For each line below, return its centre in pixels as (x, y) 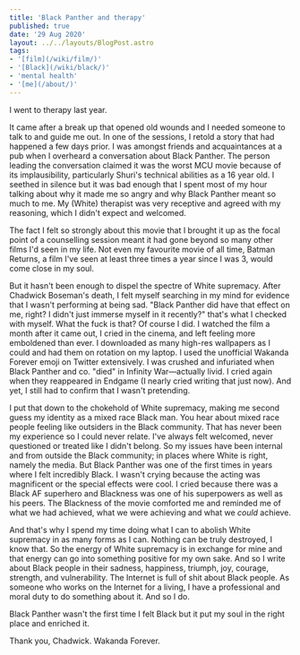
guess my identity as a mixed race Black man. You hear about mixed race (145, 417)
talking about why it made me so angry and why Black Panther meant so (142, 194)
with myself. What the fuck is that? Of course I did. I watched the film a (140, 323)
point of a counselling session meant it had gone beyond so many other (141, 239)
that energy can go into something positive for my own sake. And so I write (148, 558)
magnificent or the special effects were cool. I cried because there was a (144, 484)
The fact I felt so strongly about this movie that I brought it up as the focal (145, 230)
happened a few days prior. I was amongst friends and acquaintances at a (146, 146)
